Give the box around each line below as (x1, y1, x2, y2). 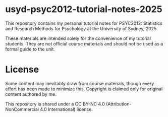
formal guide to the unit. (5, 46, 55, 52)
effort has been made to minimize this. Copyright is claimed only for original (5, 86, 163, 92)
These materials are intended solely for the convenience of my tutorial (5, 35, 151, 41)
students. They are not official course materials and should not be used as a (5, 40, 163, 46)
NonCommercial (5, 106, 39, 112)
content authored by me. (5, 91, 57, 97)
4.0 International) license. (40, 106, 93, 112)
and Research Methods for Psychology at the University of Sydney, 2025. (5, 25, 158, 31)
